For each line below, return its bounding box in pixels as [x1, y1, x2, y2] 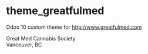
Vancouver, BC [6, 41, 42, 48]
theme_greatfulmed [6, 4, 105, 18]
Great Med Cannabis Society [6, 35, 76, 42]
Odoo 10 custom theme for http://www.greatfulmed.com [6, 23, 142, 31]
